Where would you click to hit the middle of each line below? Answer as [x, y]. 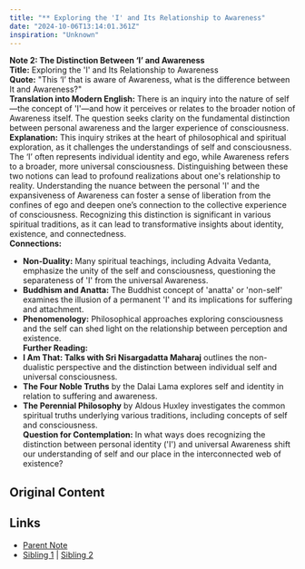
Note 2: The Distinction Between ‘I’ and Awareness [107, 61]
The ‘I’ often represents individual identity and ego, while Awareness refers [149, 157]
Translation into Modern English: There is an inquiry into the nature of [142, 99]
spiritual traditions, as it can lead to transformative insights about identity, [147, 224]
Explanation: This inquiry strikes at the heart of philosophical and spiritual [148, 138]
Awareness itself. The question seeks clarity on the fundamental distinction [150, 118]
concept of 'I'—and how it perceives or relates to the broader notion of [163, 109]
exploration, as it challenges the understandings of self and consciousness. [151, 147]
